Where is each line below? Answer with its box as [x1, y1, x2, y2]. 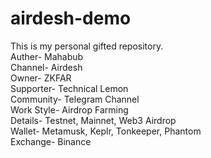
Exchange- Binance [10, 135, 92, 147]
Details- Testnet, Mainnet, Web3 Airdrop [10, 114, 177, 126]
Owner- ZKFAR [10, 72, 72, 84]
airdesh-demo [10, 7, 132, 30]
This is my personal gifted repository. [10, 40, 164, 52]
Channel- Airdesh [10, 61, 83, 73]
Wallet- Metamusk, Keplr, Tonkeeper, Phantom [10, 125, 202, 137]
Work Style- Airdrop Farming [10, 103, 129, 116]
